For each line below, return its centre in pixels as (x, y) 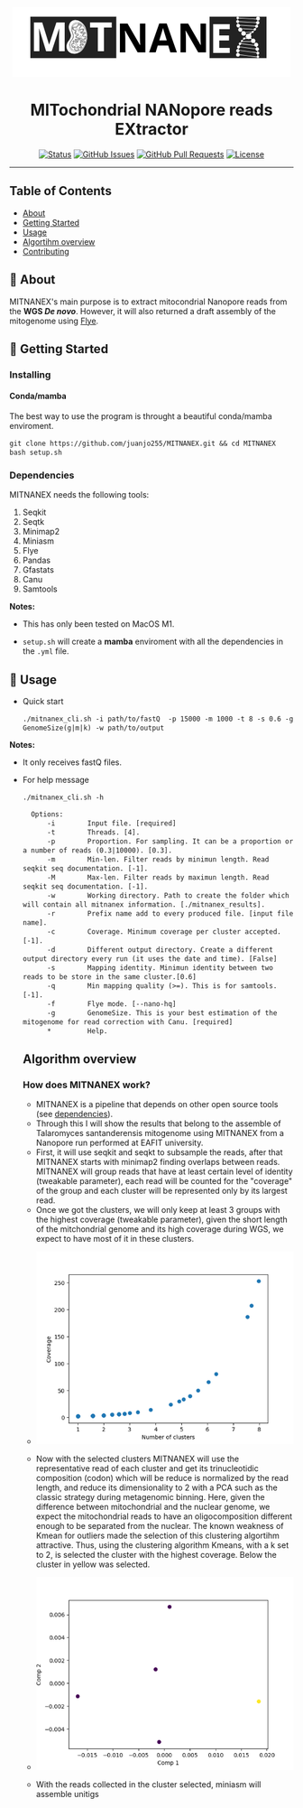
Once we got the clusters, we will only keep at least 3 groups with (158, 1209)
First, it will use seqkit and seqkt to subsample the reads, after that (159, 1152)
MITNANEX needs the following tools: (79, 495)
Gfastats (38, 570)
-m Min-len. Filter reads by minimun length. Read (158, 860)
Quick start (43, 702)
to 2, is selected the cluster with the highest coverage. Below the (156, 1555)
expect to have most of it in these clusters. (115, 1238)
